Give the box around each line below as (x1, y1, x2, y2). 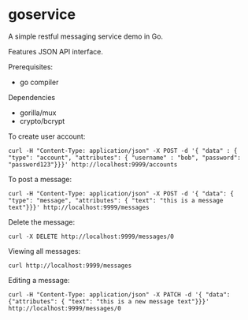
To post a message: (8, 174, 72, 184)
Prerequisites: (8, 61, 54, 72)
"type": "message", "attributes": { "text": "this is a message (8, 196, 224, 204)
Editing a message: (8, 275, 70, 285)
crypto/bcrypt (19, 116, 65, 125)
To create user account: (8, 132, 86, 141)
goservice (8, 6, 76, 24)
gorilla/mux (19, 108, 57, 117)
